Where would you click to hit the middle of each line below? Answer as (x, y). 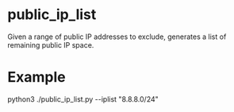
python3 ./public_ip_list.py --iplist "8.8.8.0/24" (83, 99)
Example (36, 77)
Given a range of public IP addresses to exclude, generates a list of (117, 37)
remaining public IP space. (51, 44)
